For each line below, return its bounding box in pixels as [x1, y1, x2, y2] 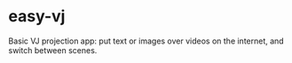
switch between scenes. [8, 44, 98, 55]
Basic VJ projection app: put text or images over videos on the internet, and [8, 35, 285, 46]
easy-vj [8, 6, 66, 27]
